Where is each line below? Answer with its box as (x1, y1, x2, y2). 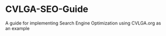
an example (5, 25, 30, 31)
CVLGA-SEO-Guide (5, 3, 89, 15)
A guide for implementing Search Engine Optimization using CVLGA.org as (5, 20, 161, 26)
